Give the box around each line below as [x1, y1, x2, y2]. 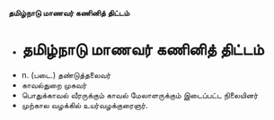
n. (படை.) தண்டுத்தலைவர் [21, 69, 111, 80]
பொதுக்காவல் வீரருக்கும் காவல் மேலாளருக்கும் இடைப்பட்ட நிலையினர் [21, 90, 259, 100]
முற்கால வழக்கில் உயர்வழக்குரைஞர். [21, 99, 149, 110]
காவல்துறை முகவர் [21, 80, 87, 90]
